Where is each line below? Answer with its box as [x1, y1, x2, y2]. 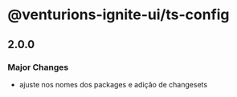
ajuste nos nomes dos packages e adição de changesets [18, 79, 208, 89]
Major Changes [7, 62, 69, 73]
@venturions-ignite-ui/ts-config [7, 6, 230, 24]
